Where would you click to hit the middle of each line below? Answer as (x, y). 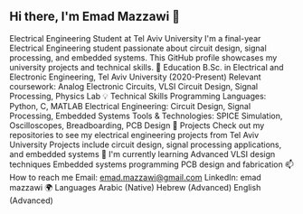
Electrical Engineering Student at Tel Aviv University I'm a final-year (135, 38)
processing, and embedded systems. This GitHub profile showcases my (143, 57)
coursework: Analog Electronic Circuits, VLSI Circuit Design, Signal (134, 86)
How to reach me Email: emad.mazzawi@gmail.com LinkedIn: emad (136, 177)
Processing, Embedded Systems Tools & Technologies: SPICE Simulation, (146, 116)
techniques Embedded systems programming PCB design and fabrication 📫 (151, 164)
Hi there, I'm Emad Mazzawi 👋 (95, 17)
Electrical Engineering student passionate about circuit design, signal (138, 48)
